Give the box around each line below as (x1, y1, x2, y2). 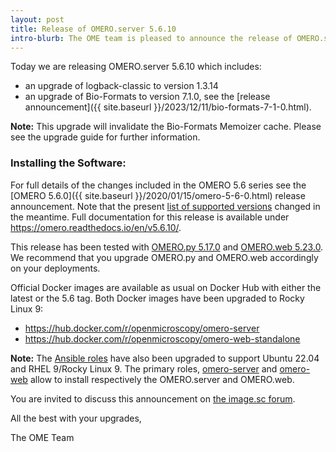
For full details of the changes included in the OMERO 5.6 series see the (10, 179, 307, 191)
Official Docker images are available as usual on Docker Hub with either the (10, 281, 322, 293)
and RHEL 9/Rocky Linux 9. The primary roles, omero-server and (10, 362, 278, 375)
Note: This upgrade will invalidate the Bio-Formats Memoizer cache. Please (10, 121, 322, 133)
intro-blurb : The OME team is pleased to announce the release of (10, 33, 293, 43)
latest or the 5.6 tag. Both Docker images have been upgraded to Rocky (10, 292, 305, 304)
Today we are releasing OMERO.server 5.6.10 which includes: (10, 61, 262, 73)
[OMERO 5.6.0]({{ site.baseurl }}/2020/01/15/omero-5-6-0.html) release (10, 189, 306, 201)
